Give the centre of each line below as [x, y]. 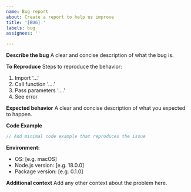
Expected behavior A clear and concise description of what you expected [96, 108]
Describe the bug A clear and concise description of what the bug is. [90, 55]
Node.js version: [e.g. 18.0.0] [49, 165]
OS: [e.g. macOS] [36, 159]
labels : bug [21, 28]
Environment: [23, 148]
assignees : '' [24, 33]
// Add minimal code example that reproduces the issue [76, 137]
